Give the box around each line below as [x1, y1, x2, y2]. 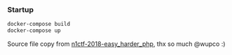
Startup [7, 5, 34, 15]
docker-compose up [7, 27, 61, 34]
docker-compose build [7, 21, 71, 28]
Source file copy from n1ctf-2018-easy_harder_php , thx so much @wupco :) [7, 40, 226, 48]
